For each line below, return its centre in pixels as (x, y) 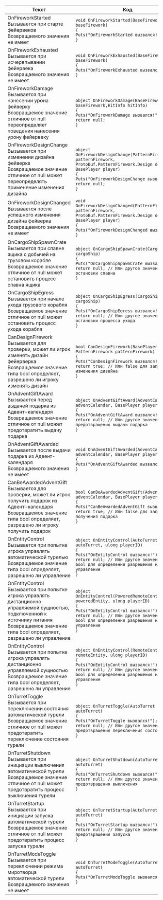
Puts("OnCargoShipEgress (104, 311)
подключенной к (27, 614)
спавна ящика (24, 285)
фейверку (19, 107)
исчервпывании (26, 62)
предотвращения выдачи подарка (112, 424)
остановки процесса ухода (105, 321)
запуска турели (26, 846)
